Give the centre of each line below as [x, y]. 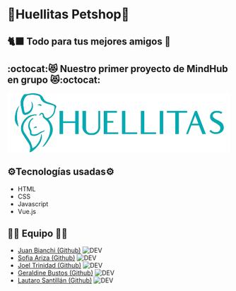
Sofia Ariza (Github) [46, 258]
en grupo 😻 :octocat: [54, 79]
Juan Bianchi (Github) [49, 251]
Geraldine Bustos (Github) [55, 273]
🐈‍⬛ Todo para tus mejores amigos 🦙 [89, 41]
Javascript [33, 203]
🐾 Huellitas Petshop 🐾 [69, 14]
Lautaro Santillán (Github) [55, 280]
